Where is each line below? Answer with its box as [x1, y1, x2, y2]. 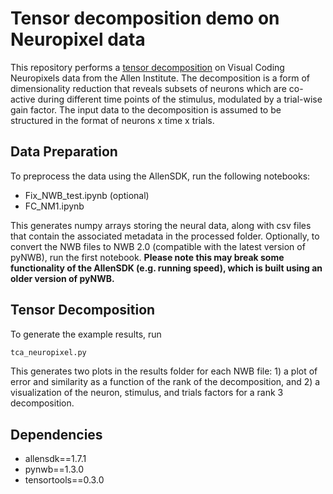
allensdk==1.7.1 [24, 453, 87, 465]
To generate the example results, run [10, 328, 162, 340]
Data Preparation [10, 143, 118, 161]
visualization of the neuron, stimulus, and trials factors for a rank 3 [10, 387, 284, 399]
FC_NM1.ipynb [24, 200, 85, 212]
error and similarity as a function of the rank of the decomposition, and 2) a [10, 376, 321, 388]
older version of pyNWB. [10, 272, 115, 284]
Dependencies [10, 426, 103, 443]
